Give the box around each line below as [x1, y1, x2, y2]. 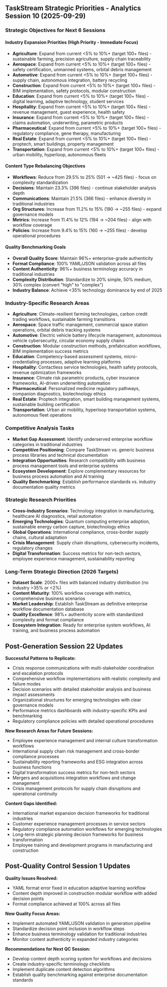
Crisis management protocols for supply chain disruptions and [12, 785, 141, 791]
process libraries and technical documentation [12, 452, 108, 458]
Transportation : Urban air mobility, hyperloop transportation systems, [12, 407, 157, 413]
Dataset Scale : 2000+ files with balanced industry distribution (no [12, 579, 149, 585]
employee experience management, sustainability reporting [12, 555, 135, 561]
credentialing [12, 359, 40, 365]
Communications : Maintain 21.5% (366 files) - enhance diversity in [12, 195, 151, 201]
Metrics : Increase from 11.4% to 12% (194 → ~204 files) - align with [12, 216, 152, 222]
